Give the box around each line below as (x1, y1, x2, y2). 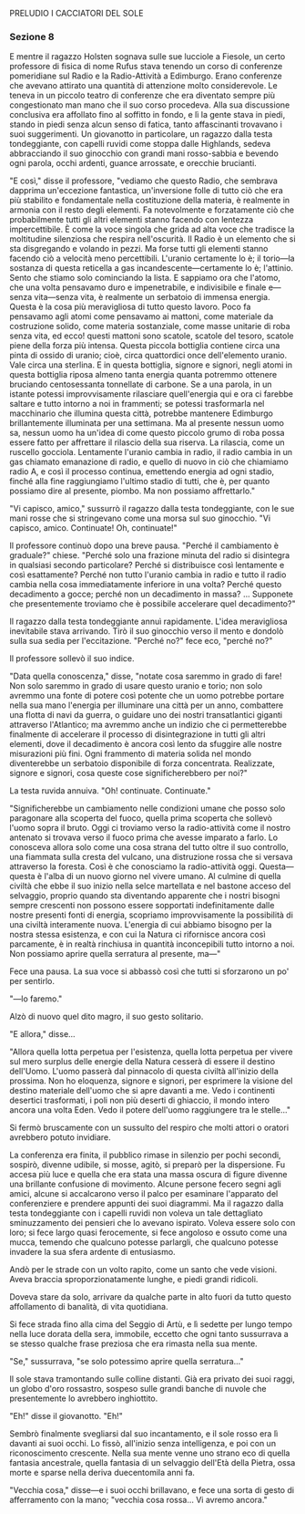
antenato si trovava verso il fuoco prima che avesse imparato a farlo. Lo (9, 832, 279, 843)
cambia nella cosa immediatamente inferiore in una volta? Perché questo (9, 579, 282, 590)
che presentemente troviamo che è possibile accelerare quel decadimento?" (9, 598, 296, 609)
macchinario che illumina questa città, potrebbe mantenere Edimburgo (9, 408, 273, 419)
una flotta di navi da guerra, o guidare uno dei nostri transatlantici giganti (9, 710, 283, 721)
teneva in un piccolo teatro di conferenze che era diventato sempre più (9, 90, 276, 101)
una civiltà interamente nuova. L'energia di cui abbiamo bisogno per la (9, 919, 272, 930)
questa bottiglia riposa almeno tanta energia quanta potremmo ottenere (9, 369, 278, 380)
